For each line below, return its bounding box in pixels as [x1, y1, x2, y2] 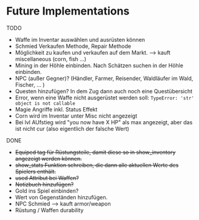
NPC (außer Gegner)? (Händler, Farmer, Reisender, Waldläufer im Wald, [15, 75, 194, 82]
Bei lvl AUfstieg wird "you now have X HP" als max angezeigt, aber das [15, 118, 193, 125]
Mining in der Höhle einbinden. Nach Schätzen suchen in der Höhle [15, 62, 184, 69]
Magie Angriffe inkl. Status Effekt [15, 105, 98, 113]
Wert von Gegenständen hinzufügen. [15, 193, 108, 201]
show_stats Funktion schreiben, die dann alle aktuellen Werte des [15, 161, 179, 168]
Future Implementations [6, 4, 130, 18]
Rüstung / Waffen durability [15, 206, 84, 213]
